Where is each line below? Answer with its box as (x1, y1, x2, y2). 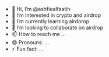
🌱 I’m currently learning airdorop (11, 18, 90, 24)
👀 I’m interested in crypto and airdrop (11, 12, 101, 19)
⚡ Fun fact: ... (11, 45, 44, 52)
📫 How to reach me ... (11, 31, 66, 37)
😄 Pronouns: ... (11, 39, 50, 46)
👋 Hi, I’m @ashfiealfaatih (11, 6, 71, 12)
